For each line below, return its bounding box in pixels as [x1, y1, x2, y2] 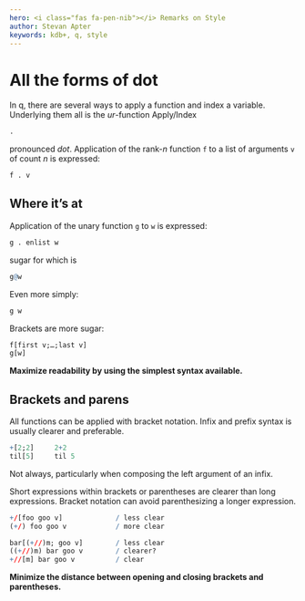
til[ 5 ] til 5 [9, 451, 76, 461]
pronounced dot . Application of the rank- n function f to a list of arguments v [9, 143, 295, 155]
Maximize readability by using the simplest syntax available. [9, 366, 243, 377]
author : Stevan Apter [9, 22, 92, 31]
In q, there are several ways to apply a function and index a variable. [9, 99, 266, 110]
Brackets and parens [9, 391, 129, 407]
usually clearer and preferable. [9, 426, 125, 437]
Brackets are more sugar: [9, 323, 105, 334]
